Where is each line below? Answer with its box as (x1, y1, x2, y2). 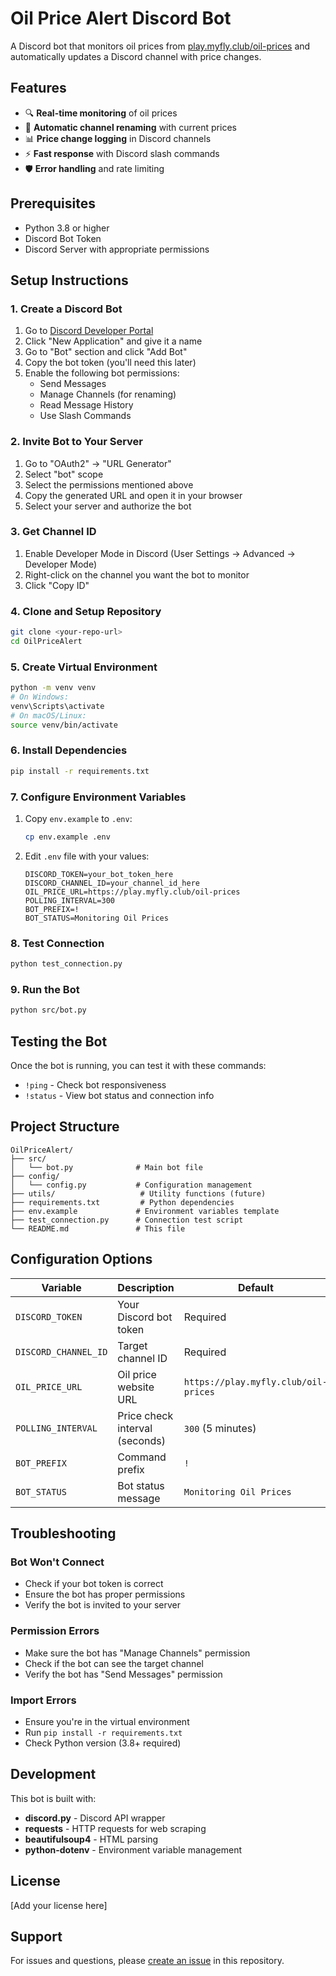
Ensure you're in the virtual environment (24, 1715, 190, 1727)
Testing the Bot (10, 1033, 108, 1050)
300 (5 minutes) (183, 1421, 257, 1435)
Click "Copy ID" (24, 579, 90, 591)
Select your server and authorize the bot (24, 500, 192, 512)
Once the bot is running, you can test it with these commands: (10, 1060, 267, 1072)
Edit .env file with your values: (24, 850, 150, 862)
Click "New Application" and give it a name (24, 335, 203, 347)
